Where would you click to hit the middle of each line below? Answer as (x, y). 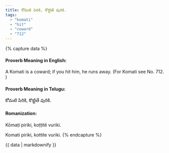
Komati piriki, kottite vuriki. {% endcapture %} (54, 135)
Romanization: (21, 113)
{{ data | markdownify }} (31, 145)
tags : (11, 15)
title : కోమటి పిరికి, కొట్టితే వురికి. (36, 10)
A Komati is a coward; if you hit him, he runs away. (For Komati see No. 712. (85, 72)
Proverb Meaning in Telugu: (35, 89)
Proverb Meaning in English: (36, 60)
